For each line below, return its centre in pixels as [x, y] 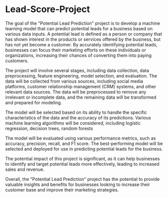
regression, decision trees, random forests [49, 128]
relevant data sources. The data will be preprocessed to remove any [76, 92]
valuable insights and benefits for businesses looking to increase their [78, 184]
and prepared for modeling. [34, 102]
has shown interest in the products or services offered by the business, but [83, 39]
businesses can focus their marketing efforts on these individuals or [76, 50]
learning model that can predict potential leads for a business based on [79, 28]
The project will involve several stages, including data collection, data [77, 70]
